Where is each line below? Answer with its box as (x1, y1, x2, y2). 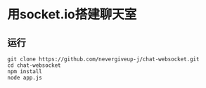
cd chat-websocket (7, 62, 61, 69)
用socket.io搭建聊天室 (7, 6, 137, 23)
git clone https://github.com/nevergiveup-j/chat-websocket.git (7, 56, 200, 63)
